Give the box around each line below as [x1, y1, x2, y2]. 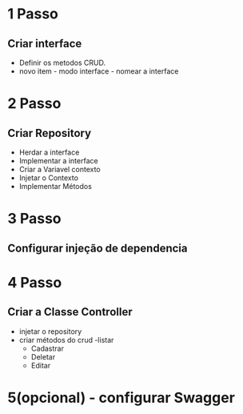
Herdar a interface [18, 147, 80, 157]
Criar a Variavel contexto [18, 165, 101, 174]
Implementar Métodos [18, 182, 93, 191]
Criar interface [7, 37, 82, 50]
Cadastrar [30, 344, 65, 353]
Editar [30, 360, 51, 370]
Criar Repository [7, 126, 92, 140]
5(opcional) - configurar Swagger [7, 388, 235, 407]
